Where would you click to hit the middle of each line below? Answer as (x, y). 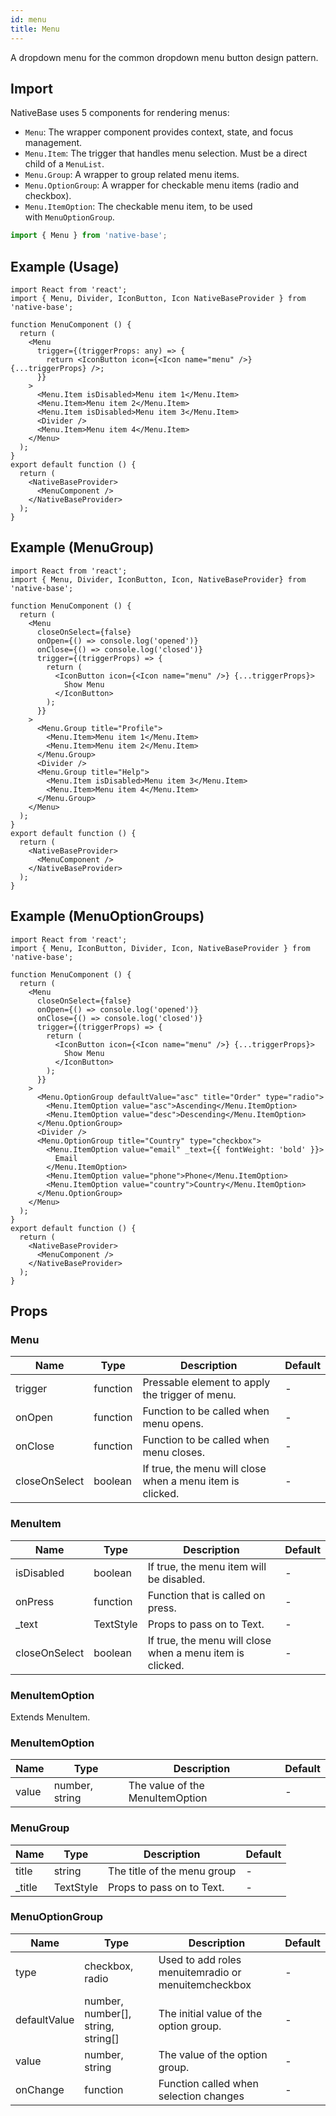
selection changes (201, 2096)
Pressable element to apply (206, 1383)
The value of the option (213, 2054)
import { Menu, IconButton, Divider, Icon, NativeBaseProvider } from (160, 948)
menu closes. (174, 1453)
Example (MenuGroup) (82, 547)
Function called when (208, 2083)
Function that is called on (206, 1595)
